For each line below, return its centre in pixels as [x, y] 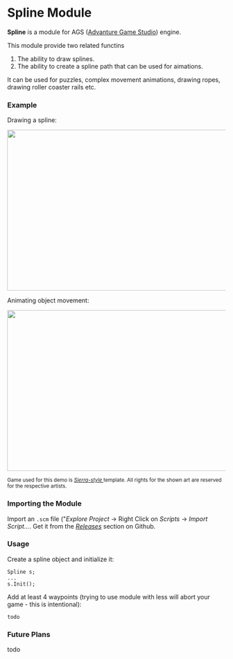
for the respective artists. [37, 486]
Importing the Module [44, 504]
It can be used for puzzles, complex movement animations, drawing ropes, [114, 79]
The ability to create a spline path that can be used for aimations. [110, 66]
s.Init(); [21, 584]
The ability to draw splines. [56, 59]
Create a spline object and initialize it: [61, 559]
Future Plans [29, 634]
